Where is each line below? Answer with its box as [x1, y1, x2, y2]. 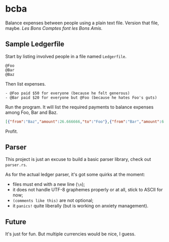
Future [5, 217, 27, 226]
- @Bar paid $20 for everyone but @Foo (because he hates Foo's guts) [5, 95, 157, 100]
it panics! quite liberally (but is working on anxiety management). [12, 203, 149, 209]
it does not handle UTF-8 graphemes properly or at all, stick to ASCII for [12, 187, 163, 193]
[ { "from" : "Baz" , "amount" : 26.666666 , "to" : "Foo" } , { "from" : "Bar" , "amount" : [5, 119, 162, 124]
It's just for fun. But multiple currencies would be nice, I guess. [5, 231, 136, 237]
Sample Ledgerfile [5, 40, 65, 49]
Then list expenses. [5, 80, 46, 87]
